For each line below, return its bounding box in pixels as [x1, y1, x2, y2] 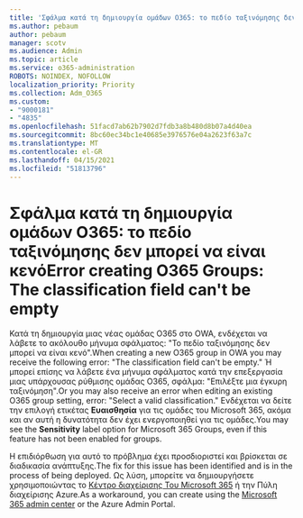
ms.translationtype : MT [9, 139, 99, 148]
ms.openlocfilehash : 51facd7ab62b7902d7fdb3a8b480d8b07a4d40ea [9, 123, 252, 132]
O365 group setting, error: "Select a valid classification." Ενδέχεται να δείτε [9, 395, 292, 406]
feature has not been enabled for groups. [9, 433, 162, 444]
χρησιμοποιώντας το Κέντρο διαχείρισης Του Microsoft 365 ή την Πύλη [9, 479, 278, 491]
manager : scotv [9, 38, 67, 48]
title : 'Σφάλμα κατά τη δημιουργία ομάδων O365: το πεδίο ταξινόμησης [9, 13, 280, 23]
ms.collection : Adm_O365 [9, 88, 103, 97]
